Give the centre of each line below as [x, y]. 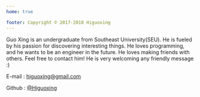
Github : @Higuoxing [32, 87]
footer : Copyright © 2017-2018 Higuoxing [59, 22]
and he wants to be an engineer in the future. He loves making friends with [98, 52]
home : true [20, 12]
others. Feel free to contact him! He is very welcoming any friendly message [100, 58]
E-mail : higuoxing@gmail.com [44, 76]
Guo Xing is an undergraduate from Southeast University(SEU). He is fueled [99, 39]
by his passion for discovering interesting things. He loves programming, [96, 46]
